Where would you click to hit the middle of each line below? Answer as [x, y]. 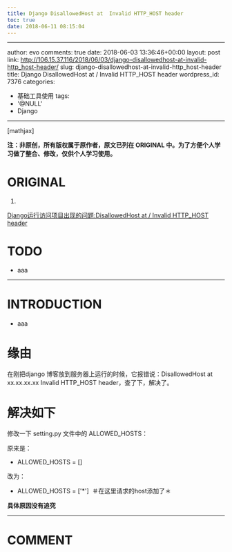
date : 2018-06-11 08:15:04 [46, 26]
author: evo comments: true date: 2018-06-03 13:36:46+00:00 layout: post [114, 52]
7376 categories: [31, 82]
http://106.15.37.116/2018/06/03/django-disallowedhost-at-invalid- [114, 60]
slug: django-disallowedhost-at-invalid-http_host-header [141, 67]
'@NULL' [30, 103]
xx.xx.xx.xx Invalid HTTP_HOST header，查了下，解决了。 [90, 383]
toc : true [21, 20]
